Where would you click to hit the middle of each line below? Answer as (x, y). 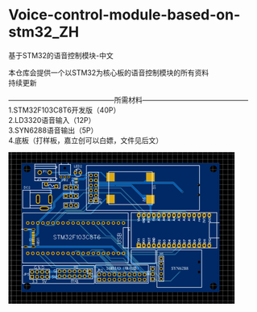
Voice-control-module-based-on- (124, 15)
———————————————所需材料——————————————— (128, 99)
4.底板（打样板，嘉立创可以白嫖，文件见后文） (86, 140)
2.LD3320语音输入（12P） (52, 120)
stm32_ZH (44, 32)
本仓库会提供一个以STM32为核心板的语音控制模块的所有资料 (109, 72)
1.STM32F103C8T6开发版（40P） (64, 110)
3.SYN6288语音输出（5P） (53, 130)
